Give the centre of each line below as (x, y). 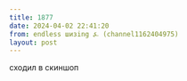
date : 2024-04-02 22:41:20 (59, 26)
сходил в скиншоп (44, 68)
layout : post (33, 42)
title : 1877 (31, 17)
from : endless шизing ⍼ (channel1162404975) (94, 34)
